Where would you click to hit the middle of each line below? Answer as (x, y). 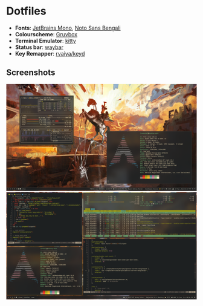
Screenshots (31, 73)
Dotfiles (26, 11)
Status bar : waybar (39, 47)
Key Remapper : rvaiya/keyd (50, 53)
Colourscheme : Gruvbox (46, 34)
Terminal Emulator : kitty (46, 41)
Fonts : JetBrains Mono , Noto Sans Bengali (68, 28)
